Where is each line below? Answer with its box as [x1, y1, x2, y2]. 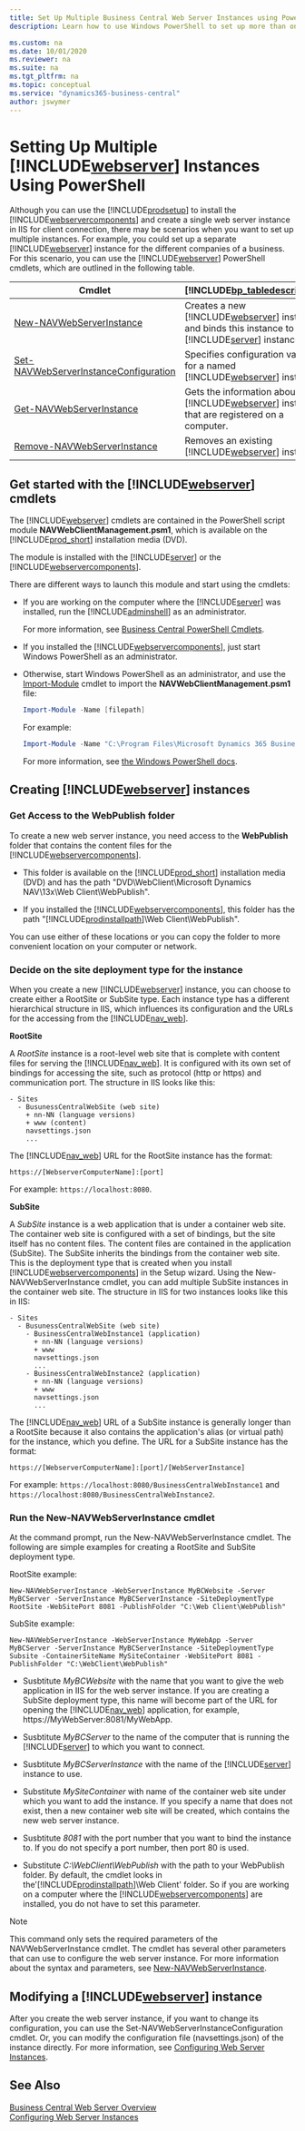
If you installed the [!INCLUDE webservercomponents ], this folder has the [22, 904, 295, 915]
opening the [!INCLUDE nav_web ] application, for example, [22, 1704, 241, 1715]
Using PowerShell [9, 174, 146, 195]
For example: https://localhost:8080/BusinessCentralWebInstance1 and [9, 1478, 280, 1489]
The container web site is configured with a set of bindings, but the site [9, 1228, 276, 1239]
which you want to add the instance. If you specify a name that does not [22, 1796, 293, 1807]
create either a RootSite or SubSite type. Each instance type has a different [9, 993, 290, 1004]
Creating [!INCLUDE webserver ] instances [9, 782, 251, 798]
